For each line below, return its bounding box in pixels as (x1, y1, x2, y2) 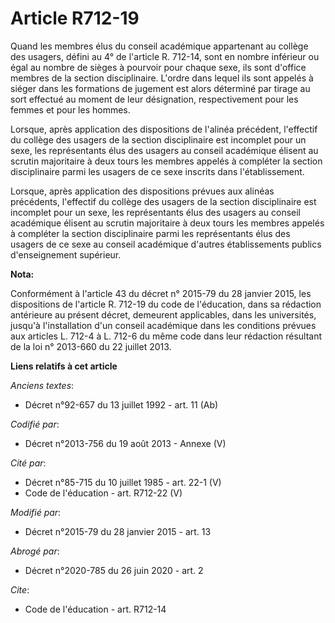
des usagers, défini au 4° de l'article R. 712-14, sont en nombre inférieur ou (10, 50, 320, 62)
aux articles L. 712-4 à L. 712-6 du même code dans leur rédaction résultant (10, 330, 323, 342)
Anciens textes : (10, 379, 75, 391)
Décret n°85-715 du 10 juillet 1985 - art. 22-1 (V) (24, 476, 222, 488)
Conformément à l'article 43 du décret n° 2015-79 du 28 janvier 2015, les (10, 287, 312, 299)
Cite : (10, 583, 30, 596)
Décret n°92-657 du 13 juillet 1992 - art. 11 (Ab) (24, 398, 219, 411)
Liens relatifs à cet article (10, 360, 118, 372)
